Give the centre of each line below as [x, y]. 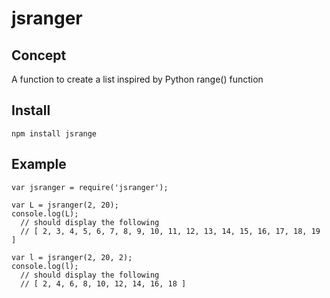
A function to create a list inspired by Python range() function [137, 79]
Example [39, 164]
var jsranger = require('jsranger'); [90, 187]
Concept [39, 55]
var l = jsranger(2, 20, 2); [72, 257]
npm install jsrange [54, 133]
